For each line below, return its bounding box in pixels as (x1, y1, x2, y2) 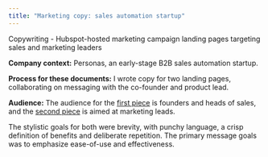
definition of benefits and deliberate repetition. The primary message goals (8, 130, 258, 140)
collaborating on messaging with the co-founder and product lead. (8, 82, 229, 92)
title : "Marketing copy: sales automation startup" (8, 11, 185, 20)
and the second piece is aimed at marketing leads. (8, 106, 175, 116)
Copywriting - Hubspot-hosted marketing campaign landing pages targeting (8, 34, 261, 43)
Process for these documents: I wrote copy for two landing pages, (8, 73, 232, 83)
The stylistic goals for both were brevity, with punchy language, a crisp (8, 122, 244, 131)
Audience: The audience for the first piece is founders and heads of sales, (8, 97, 256, 107)
